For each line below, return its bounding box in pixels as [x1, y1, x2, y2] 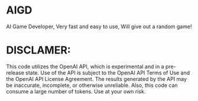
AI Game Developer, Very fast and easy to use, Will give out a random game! [6, 23, 192, 30]
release [6, 69, 25, 76]
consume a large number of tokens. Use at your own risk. [6, 87, 146, 95]
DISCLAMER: [6, 43, 71, 57]
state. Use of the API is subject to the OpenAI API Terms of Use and [25, 69, 190, 76]
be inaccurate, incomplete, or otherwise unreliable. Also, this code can [6, 82, 178, 89]
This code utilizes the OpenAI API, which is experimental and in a [6, 63, 164, 70]
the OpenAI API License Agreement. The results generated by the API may [6, 75, 187, 82]
